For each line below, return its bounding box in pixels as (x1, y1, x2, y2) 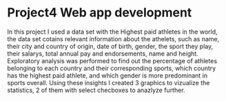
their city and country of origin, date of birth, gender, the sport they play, (7, 42, 214, 50)
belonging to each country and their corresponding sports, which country (7, 64, 216, 72)
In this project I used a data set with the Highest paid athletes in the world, (7, 27, 218, 36)
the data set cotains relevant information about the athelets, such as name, (7, 34, 220, 43)
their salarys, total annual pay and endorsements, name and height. (7, 49, 198, 58)
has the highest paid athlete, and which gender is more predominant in (7, 71, 208, 80)
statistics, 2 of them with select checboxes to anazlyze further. (7, 86, 185, 94)
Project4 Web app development (7, 5, 192, 21)
